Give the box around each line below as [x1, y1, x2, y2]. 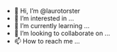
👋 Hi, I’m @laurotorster [13, 7, 80, 15]
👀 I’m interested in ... [13, 14, 74, 22]
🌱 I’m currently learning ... [13, 22, 90, 30]
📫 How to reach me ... [13, 37, 80, 45]
